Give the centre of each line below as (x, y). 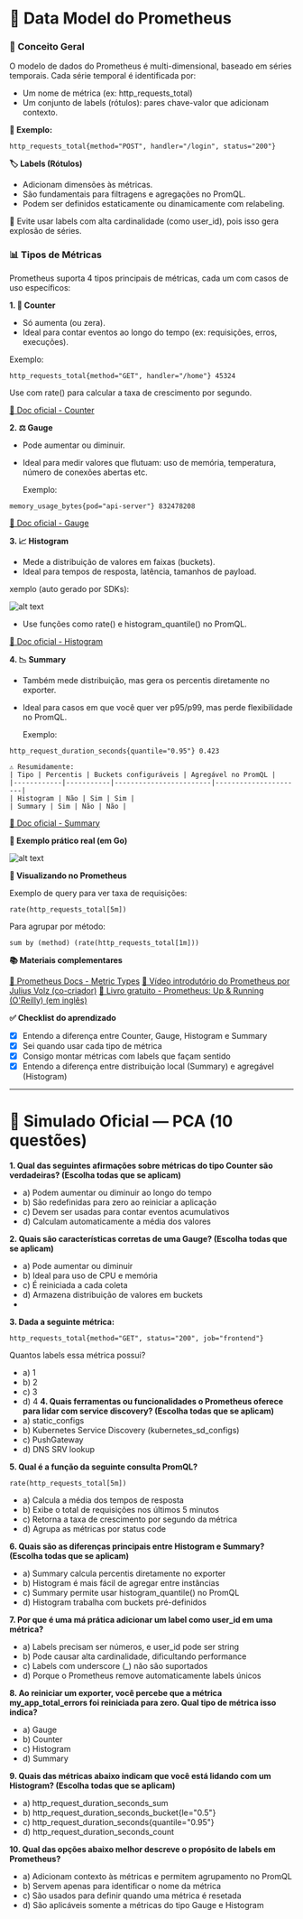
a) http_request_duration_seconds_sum (95, 1803)
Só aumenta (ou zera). (64, 322)
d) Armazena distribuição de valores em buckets (112, 1294)
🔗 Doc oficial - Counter (52, 410)
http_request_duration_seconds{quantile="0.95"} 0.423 (115, 751)
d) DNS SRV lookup (59, 1449)
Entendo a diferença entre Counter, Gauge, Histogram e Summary (145, 1035)
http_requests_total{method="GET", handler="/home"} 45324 (123, 375)
